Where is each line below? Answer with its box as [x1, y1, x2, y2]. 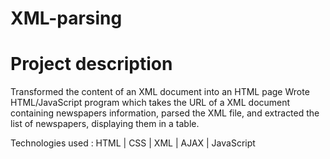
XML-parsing [10, 7, 123, 30]
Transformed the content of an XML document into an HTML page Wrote [10, 86, 310, 98]
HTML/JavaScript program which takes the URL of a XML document [10, 97, 291, 109]
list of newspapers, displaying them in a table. [10, 118, 200, 130]
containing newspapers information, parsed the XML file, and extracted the [10, 107, 320, 119]
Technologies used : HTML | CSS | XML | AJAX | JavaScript [10, 137, 256, 149]
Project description [10, 53, 173, 76]
